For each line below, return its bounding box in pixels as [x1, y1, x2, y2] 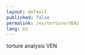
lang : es [6, 25, 28, 32]
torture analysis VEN [6, 42, 57, 50]
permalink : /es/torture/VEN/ [6, 20, 80, 26]
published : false [6, 15, 50, 21]
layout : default [6, 8, 47, 15]
